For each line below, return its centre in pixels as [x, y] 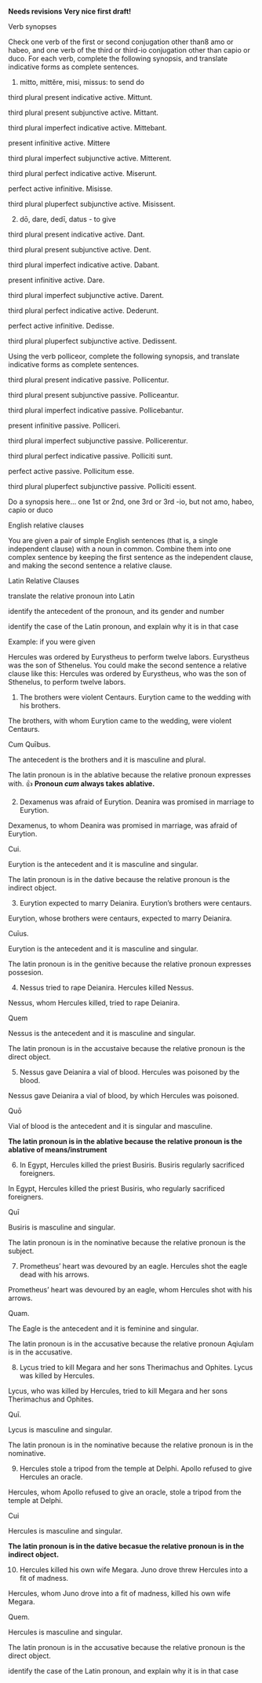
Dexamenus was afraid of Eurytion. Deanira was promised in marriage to [137, 802]
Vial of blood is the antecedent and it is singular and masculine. [111, 1126]
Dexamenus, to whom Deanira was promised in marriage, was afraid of [123, 825]
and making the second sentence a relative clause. [90, 566]
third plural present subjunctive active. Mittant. [84, 112]
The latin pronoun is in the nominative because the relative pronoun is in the [131, 1445]
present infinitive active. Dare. [56, 280]
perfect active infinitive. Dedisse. [61, 326]
